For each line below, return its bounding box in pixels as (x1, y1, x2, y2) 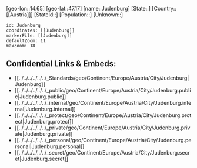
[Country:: (152, 5, 176, 12)
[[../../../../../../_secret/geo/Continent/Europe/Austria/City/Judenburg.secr (14, 149, 190, 156)
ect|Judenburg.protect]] (14, 118, 74, 125)
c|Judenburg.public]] (14, 93, 66, 100)
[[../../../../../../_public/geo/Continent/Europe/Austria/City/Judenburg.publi (14, 87, 191, 94)
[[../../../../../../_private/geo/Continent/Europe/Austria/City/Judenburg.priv (14, 124, 191, 131)
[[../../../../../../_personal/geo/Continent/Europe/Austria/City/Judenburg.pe (14, 136, 192, 143)
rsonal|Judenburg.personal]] (14, 143, 85, 150)
